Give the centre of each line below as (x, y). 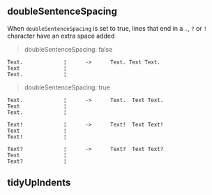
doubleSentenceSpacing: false (68, 49)
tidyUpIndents (39, 183)
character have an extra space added (61, 36)
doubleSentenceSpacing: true (67, 87)
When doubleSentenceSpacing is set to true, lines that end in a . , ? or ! (107, 28)
